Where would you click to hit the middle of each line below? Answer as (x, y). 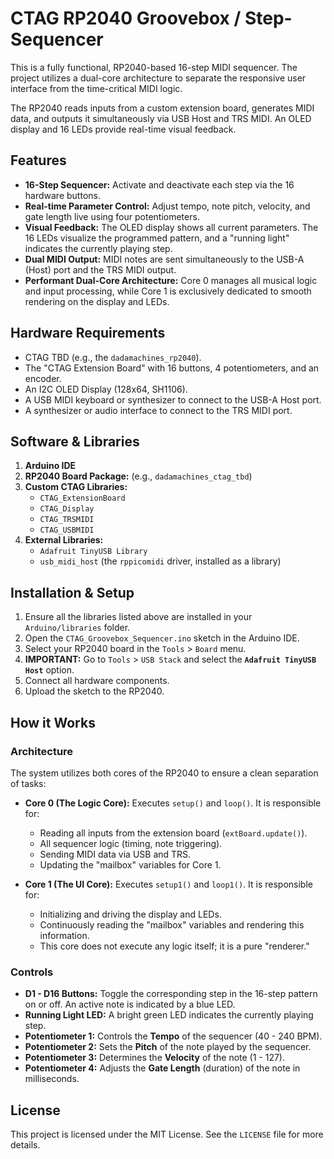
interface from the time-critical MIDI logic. (96, 88)
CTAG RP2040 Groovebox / (126, 18)
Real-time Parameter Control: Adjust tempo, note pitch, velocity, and (167, 206)
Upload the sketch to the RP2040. (94, 691)
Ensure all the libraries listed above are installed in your (138, 617)
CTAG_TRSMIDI (67, 520)
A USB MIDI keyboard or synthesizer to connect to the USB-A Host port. (173, 399)
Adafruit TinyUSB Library (93, 552)
